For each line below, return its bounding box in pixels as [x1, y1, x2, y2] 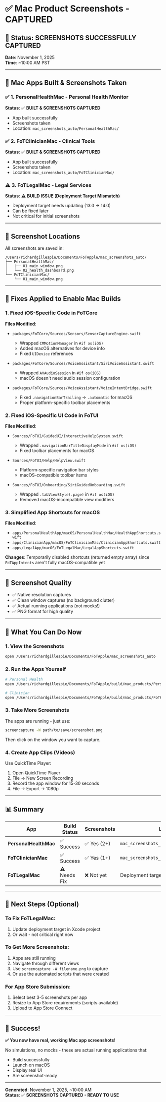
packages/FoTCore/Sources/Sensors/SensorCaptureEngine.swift [12, 331, 141, 336]
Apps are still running [12, 955, 56, 961]
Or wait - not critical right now [12, 931, 74, 937]
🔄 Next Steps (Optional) [5, 900, 79, 909]
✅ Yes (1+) [84, 854, 111, 861]
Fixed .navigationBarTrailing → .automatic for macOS [19, 394, 132, 400]
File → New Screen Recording [12, 775, 73, 781]
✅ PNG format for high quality [12, 608, 73, 615]
